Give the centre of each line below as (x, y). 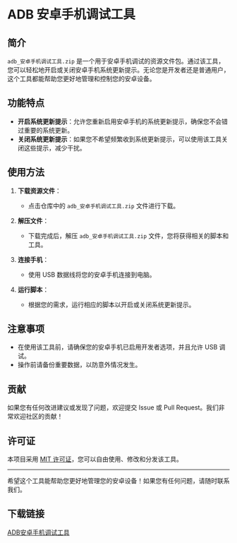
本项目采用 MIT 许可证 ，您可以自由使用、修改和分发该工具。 (95, 459)
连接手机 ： (33, 259)
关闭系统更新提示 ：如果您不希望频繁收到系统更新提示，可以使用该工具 (120, 139)
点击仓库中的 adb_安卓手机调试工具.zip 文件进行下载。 (104, 205)
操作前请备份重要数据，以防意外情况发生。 (79, 365)
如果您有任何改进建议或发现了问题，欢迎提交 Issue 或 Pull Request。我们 (113, 407)
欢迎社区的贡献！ (38, 417)
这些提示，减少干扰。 (55, 148)
